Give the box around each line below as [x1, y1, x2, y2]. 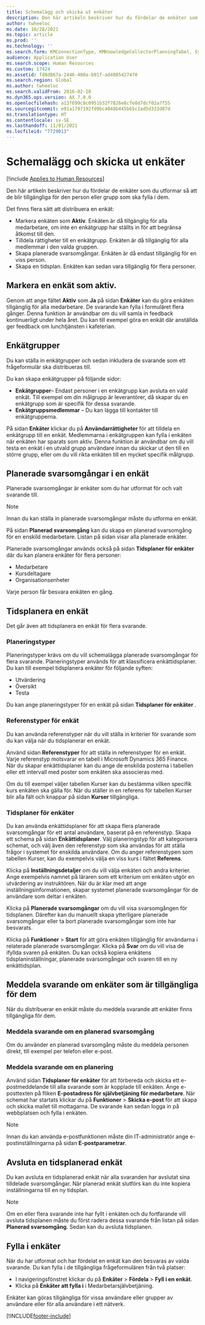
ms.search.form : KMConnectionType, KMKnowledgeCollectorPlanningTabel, [6, 49, 192, 55]
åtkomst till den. [15, 230, 56, 237]
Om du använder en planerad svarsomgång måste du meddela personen [6, 1041, 189, 1048]
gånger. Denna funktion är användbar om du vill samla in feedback [6, 310, 174, 317]
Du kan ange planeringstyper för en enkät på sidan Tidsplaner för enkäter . [6, 701, 196, 709]
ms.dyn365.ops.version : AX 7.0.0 [6, 94, 92, 100]
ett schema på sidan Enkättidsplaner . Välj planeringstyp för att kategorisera [6, 835, 198, 843]
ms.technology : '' [6, 43, 53, 50]
